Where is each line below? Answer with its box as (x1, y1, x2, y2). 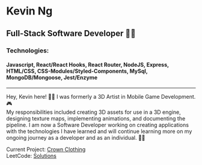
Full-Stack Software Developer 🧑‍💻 (6, 28, 136, 39)
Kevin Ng (6, 4, 53, 18)
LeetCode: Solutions (6, 152, 57, 159)
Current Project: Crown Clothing (6, 146, 86, 153)
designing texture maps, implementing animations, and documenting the (6, 114, 186, 122)
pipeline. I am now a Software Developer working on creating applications (6, 121, 189, 128)
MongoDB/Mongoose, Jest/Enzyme (6, 74, 98, 81)
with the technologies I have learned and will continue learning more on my (6, 128, 192, 135)
